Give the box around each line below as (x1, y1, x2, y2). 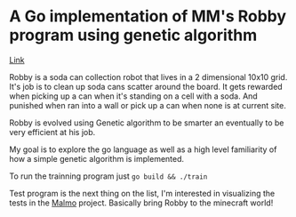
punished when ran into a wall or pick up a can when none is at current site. (9, 100, 286, 110)
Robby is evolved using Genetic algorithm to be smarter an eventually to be (9, 117, 284, 128)
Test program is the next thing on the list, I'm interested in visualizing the (9, 188, 276, 198)
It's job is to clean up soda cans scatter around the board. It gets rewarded (9, 81, 283, 92)
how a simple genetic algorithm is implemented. (9, 153, 185, 164)
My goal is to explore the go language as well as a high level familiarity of (9, 144, 277, 155)
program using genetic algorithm (9, 25, 258, 45)
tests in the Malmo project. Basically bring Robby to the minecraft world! (9, 197, 274, 208)
